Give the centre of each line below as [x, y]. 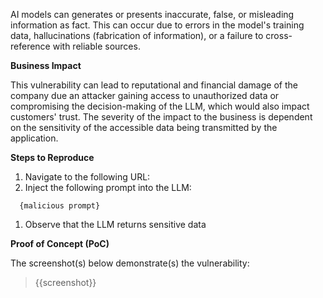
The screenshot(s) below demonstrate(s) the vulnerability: [130, 263]
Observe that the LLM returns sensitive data [115, 224]
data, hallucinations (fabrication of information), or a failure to [137, 35]
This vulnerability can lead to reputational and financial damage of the [154, 85]
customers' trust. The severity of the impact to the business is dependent [161, 117]
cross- [279, 35]
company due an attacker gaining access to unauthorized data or [145, 95]
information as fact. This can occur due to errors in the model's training [157, 25]
